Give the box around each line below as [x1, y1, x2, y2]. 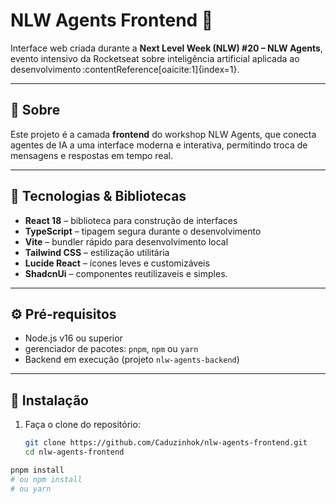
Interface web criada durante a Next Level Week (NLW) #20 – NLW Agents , [10, 42, 323, 54]
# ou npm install [10, 474, 83, 484]
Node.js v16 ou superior [24, 332, 123, 344]
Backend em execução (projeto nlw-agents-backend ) [24, 354, 240, 366]
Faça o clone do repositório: [24, 419, 141, 431]
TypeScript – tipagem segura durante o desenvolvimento [24, 225, 262, 237]
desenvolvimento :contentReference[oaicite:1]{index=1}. [10, 63, 240, 75]
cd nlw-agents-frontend [24, 447, 125, 458]
